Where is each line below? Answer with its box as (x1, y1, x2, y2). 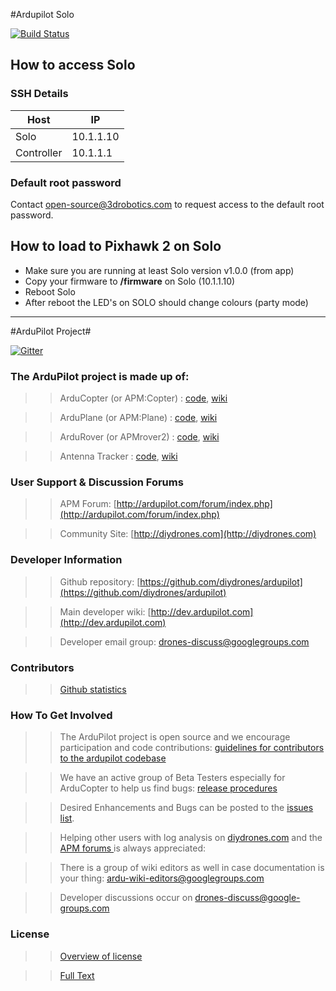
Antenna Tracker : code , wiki (59, 450, 178, 463)
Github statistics (59, 683, 127, 695)
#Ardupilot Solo (10, 9, 75, 20)
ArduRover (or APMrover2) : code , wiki (59, 431, 220, 443)
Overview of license (59, 950, 143, 962)
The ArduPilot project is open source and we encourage (59, 731, 291, 743)
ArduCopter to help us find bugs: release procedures (59, 782, 278, 794)
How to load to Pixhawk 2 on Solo (10, 238, 222, 255)
